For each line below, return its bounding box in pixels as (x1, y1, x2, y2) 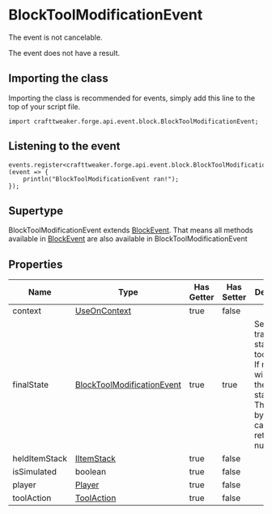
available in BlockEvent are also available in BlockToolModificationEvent (8, 234, 249, 244)
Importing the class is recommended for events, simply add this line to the (8, 93, 256, 103)
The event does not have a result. (8, 48, 120, 57)
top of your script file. (8, 101, 81, 111)
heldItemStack (12, 453, 67, 465)
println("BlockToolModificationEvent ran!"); (23, 175, 180, 183)
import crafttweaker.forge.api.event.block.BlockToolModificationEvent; (8, 117, 259, 125)
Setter (222, 291, 247, 303)
